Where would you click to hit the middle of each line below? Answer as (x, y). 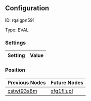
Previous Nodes (27, 83)
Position (15, 70)
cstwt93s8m (22, 91)
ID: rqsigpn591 (20, 20)
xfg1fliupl (62, 91)
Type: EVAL (17, 30)
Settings (16, 43)
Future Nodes (67, 83)
